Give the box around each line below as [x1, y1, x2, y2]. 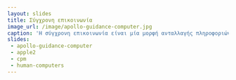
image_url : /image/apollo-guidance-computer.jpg [7, 23, 152, 30]
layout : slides [7, 10, 52, 17]
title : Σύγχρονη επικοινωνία [7, 17, 93, 24]
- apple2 [10, 49, 37, 56]
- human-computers [10, 62, 65, 69]
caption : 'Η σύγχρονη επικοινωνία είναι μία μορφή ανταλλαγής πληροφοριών [7, 29, 231, 37]
